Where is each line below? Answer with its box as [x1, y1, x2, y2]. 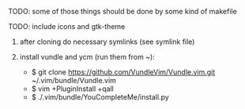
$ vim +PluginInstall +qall [31, 84, 115, 93]
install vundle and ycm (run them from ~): [19, 53, 156, 61]
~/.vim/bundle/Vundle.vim [31, 76, 117, 85]
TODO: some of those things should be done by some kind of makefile [8, 7, 237, 16]
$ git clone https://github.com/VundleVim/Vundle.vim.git [31, 67, 216, 77]
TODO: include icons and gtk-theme [8, 22, 126, 31]
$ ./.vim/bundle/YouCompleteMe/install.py [31, 93, 170, 101]
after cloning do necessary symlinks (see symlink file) [19, 37, 195, 46]
